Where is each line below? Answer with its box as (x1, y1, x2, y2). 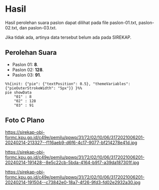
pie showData (5, 90, 32, 95)
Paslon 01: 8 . (12, 61, 38, 67)
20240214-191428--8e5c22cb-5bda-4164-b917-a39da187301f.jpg (5, 159, 139, 165)
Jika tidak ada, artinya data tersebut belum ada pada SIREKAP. (5, 34, 132, 40)
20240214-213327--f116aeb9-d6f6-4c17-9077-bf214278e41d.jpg (5, 140, 137, 145)
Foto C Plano (5, 116, 45, 124)
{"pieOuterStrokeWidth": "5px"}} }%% (5, 86, 82, 91)
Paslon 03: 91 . (12, 72, 41, 78)
